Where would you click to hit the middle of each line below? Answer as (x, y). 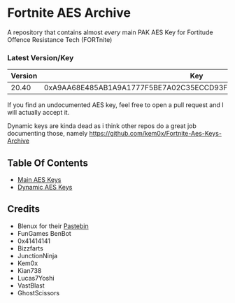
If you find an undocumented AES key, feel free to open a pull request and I (115, 105)
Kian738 (29, 270)
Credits (24, 209)
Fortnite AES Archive (69, 13)
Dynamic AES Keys (45, 188)
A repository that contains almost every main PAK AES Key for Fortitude (110, 32)
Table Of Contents (48, 163)
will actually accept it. (38, 113)
